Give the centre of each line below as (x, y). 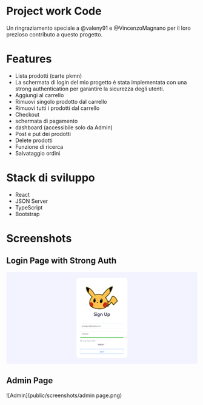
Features (29, 59)
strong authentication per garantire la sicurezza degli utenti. (90, 89)
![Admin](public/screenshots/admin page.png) (64, 395)
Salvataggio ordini (38, 153)
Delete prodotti (34, 140)
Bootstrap (27, 214)
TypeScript (29, 207)
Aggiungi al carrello (39, 95)
